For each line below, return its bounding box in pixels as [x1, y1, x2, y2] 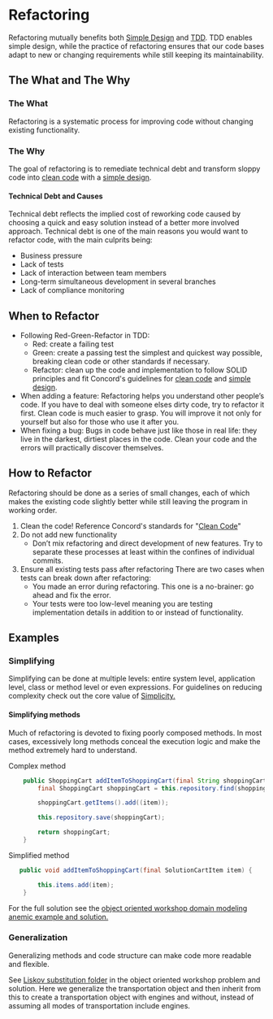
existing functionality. [8, 124, 80, 135]
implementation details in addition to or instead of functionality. [32, 607, 244, 617]
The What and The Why [8, 73, 131, 87]
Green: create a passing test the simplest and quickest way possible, [32, 347, 262, 357]
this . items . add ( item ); [37, 881, 115, 889]
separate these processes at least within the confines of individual [32, 547, 254, 556]
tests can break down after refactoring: [19, 573, 152, 582]
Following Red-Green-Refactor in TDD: [19, 330, 150, 340]
